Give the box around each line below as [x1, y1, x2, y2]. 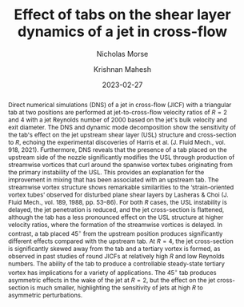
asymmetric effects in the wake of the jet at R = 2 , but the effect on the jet [7, 276, 216, 285]
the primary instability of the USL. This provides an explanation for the [7, 168, 205, 177]
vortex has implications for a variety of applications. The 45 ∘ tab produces [7, 266, 217, 277]
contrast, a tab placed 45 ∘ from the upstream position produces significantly [7, 228, 223, 237]
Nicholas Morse [96, 49, 149, 58]
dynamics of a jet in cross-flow [17, 22, 228, 41]
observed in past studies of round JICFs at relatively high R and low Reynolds [7, 252, 226, 261]
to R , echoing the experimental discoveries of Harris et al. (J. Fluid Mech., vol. [7, 138, 226, 146]
